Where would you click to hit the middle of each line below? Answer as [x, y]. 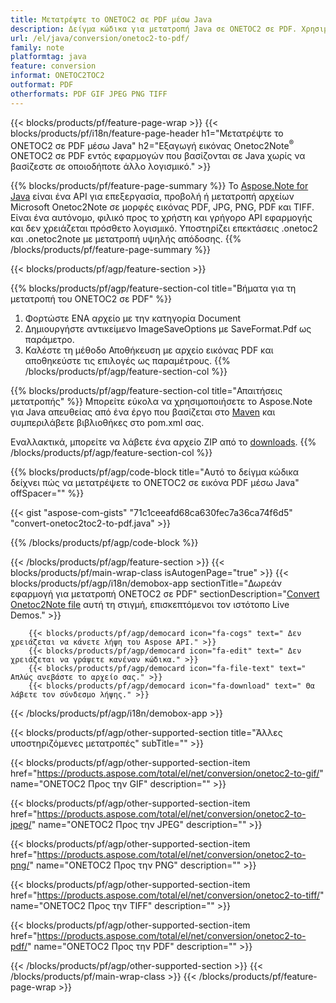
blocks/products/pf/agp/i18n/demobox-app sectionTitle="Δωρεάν [146, 583]
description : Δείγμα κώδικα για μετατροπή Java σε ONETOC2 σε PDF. [154, 29]
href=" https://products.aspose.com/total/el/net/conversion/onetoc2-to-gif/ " [167, 773]
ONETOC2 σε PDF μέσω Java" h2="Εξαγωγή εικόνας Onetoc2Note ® [152, 144]
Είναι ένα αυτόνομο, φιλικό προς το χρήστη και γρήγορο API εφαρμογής [161, 218]
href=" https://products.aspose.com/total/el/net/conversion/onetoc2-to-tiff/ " [167, 895]
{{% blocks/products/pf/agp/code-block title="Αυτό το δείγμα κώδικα [155, 472]
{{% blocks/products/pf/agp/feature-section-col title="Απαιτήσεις [146, 391]
